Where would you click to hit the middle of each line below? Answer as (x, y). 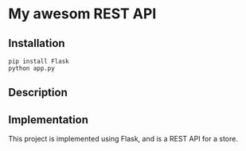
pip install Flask (39, 61)
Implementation (49, 120)
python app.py (32, 68)
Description (38, 93)
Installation (37, 43)
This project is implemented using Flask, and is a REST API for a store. (123, 139)
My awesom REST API (82, 14)
